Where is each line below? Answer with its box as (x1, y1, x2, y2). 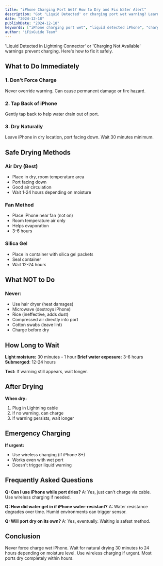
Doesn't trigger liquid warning (12, 462, 72, 468)
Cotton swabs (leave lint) (12, 322, 62, 328)
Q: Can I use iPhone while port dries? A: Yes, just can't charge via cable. (5, 489, 151, 495)
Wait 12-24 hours (12, 261, 47, 267)
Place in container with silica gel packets (12, 251, 94, 257)
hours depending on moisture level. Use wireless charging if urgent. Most (5, 550, 152, 556)
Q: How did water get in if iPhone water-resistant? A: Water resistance (5, 503, 148, 509)
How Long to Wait (5, 341, 60, 349)
